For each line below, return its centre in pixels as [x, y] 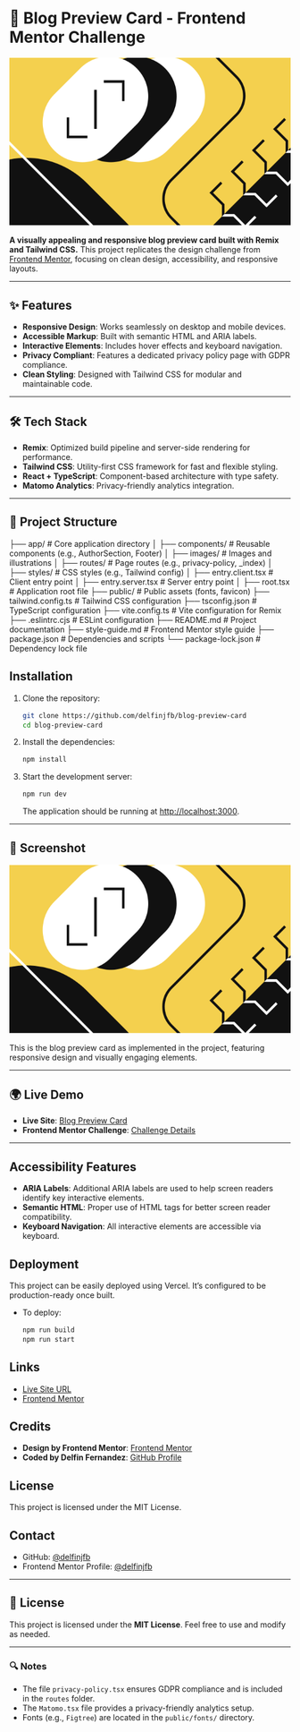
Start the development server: [77, 777]
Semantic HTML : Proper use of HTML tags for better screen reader [146, 1207]
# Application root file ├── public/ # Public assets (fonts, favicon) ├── [139, 591]
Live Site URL [47, 1389]
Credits [30, 1426]
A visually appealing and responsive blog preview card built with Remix [144, 240]
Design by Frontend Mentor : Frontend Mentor [107, 1448]
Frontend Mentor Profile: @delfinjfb [87, 1566]
